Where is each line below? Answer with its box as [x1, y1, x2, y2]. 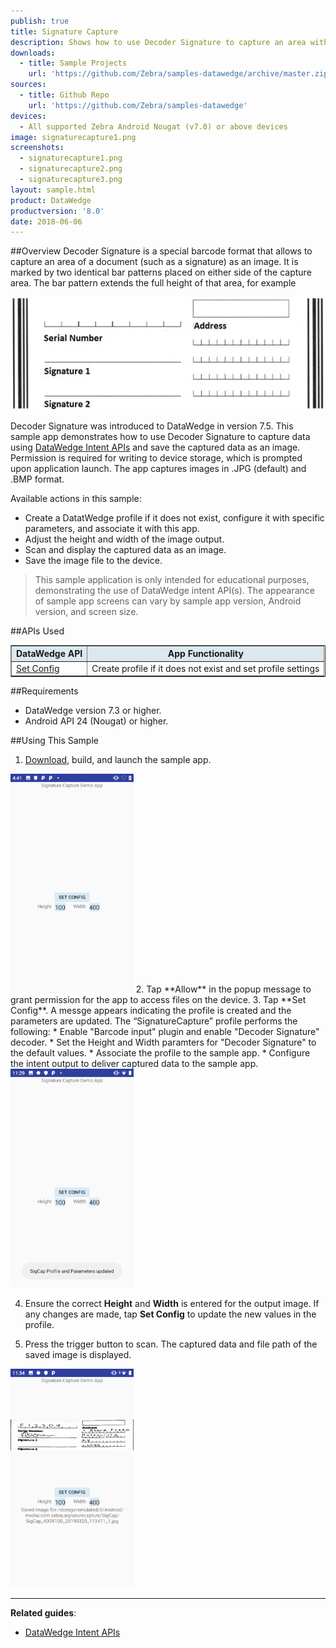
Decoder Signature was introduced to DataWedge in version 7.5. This [10, 420, 294, 432]
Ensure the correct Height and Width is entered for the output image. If [24, 1298, 320, 1310]
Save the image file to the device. [24, 554, 163, 566]
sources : [10, 80, 47, 90]
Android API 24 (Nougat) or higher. [24, 715, 169, 727]
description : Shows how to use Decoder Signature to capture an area [10, 37, 307, 47]
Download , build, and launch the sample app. [24, 754, 212, 766]
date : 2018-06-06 [10, 216, 83, 227]
